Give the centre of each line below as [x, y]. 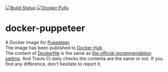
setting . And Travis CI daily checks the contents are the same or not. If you [84, 58]
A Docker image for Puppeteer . [38, 42]
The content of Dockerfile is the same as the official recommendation [78, 53]
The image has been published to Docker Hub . [55, 48]
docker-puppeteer [45, 28]
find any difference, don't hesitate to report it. [53, 64]
